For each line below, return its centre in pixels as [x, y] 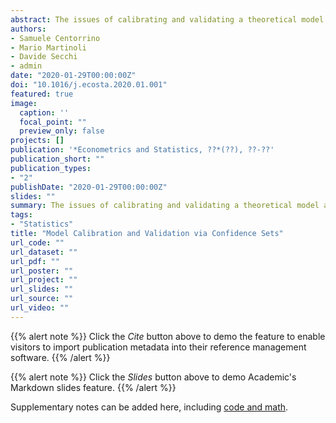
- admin [26, 66]
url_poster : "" [42, 271]
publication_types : [51, 168]
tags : [21, 215]
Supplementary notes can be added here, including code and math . [149, 407]
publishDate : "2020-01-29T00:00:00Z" [89, 187]
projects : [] [37, 141]
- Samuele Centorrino [55, 38]
